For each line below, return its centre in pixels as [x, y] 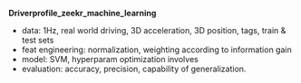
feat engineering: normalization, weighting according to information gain [156, 50]
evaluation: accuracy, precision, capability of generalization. [134, 69]
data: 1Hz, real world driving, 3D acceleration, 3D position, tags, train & [154, 30]
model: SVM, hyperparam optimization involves [110, 59]
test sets [38, 40]
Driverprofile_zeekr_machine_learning [83, 13]
